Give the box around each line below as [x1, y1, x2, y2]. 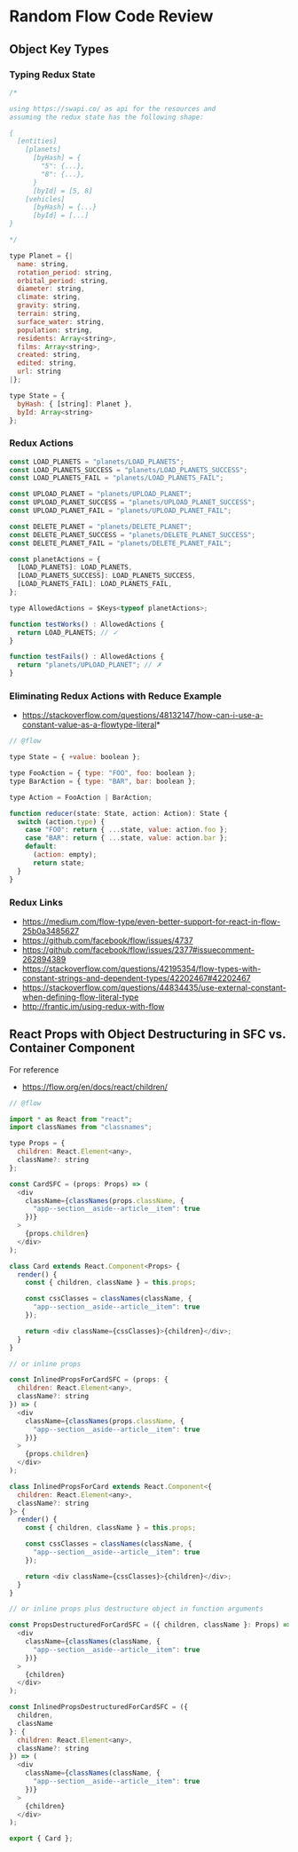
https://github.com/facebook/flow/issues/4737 [21, 935, 193, 946]
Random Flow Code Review [9, 6, 214, 27]
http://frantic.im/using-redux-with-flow [21, 1001, 165, 1011]
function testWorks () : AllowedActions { [9, 620, 165, 629]
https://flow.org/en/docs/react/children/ [21, 1081, 169, 1092]
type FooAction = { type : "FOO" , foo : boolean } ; [9, 769, 197, 778]
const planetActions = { [9, 555, 101, 564]
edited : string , [17, 359, 77, 368]
